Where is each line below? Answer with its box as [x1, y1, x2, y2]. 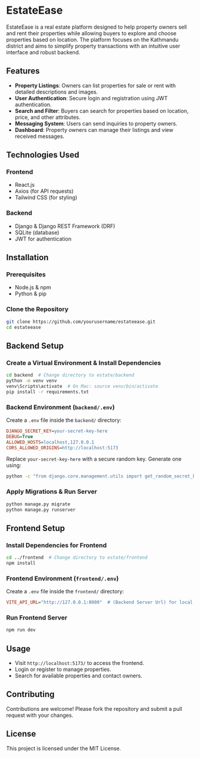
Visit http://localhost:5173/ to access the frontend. [14, 659, 145, 666]
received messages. [14, 133, 65, 140]
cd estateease [6, 324, 42, 330]
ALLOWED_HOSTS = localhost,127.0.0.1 [6, 439, 95, 445]
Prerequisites [6, 270, 46, 279]
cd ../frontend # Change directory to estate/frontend [6, 554, 148, 561]
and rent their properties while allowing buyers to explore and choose [6, 29, 177, 36]
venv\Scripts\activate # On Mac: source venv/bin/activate [6, 383, 159, 389]
